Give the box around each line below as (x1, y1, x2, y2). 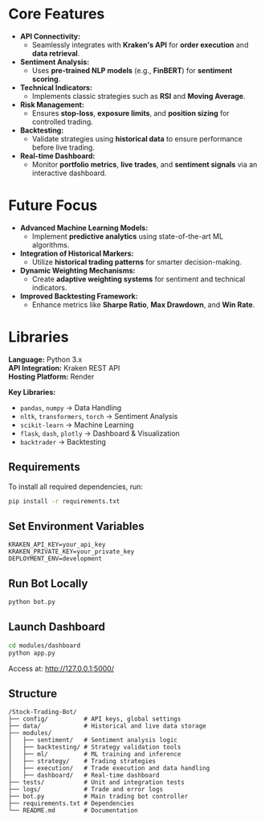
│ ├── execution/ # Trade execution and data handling (8, 765, 210, 773)
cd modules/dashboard (8, 641, 81, 650)
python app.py (8, 649, 56, 657)
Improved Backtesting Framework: (19, 291, 138, 301)
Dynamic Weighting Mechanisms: (19, 265, 136, 275)
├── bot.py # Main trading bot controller (8, 793, 189, 801)
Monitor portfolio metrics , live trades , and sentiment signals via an (31, 159, 258, 169)
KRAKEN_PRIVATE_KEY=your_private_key (8, 548, 135, 556)
